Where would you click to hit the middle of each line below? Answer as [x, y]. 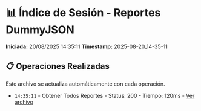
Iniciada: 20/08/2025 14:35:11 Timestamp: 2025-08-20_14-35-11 [87, 46]
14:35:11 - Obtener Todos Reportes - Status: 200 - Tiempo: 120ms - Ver [104, 95]
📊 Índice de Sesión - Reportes [83, 13]
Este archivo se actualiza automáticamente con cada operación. [85, 84]
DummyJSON [40, 30]
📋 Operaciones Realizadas [58, 66]
